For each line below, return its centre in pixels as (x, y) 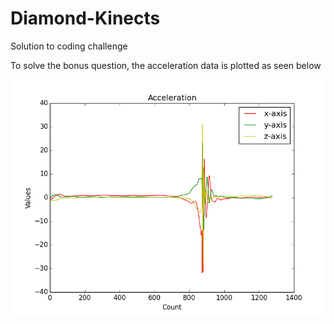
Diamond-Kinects (85, 18)
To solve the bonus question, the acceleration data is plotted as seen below (166, 65)
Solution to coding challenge (69, 46)
